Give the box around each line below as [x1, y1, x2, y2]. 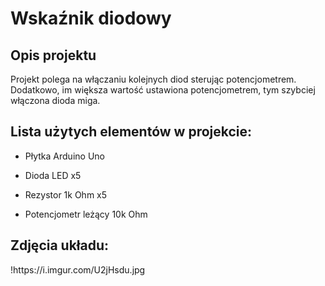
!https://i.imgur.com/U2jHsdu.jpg [10, 263, 146, 276]
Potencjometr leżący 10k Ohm [24, 208, 148, 220]
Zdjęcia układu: [10, 237, 110, 254]
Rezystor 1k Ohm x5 [24, 188, 108, 201]
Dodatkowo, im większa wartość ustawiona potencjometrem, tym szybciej [10, 84, 316, 96]
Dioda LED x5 [24, 169, 82, 181]
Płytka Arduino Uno [24, 150, 105, 162]
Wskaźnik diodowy [10, 7, 172, 30]
